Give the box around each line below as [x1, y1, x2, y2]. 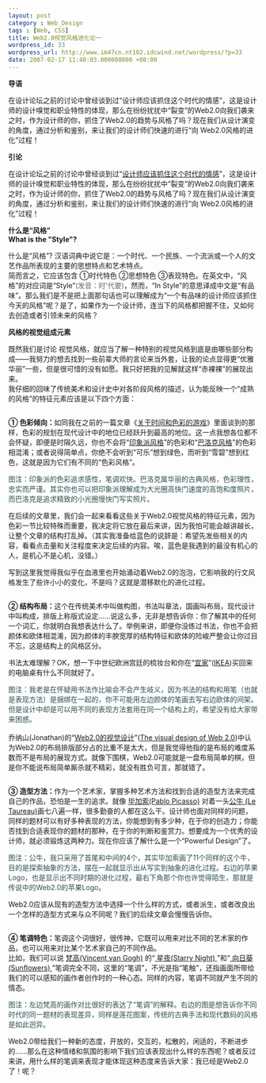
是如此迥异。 [8, 1019, 50, 1029]
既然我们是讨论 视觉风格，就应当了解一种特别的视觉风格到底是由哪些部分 [8, 344, 246, 353]
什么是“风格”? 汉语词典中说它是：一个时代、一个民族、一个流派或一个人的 [8, 251, 249, 260]
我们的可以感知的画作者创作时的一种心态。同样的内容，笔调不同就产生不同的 [8, 973, 258, 982]
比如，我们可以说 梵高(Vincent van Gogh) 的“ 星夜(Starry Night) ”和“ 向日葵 [8, 953, 253, 962]
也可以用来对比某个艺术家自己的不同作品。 [21, 942, 161, 953]
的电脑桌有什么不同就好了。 [8, 668, 99, 677]
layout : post [8, 11, 51, 20]
